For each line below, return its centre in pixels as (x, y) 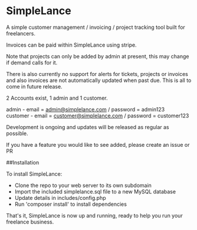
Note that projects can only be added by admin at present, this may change (98, 56)
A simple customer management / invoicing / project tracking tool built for (96, 27)
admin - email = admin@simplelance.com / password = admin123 (86, 109)
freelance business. (30, 222)
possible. (17, 133)
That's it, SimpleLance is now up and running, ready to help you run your (94, 215)
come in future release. (35, 86)
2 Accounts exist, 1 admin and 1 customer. (57, 98)
